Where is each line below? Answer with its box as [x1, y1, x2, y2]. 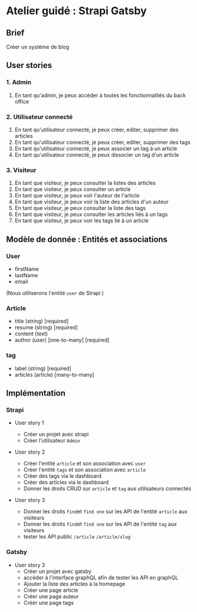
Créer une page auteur [23, 592, 79, 600]
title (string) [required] [14, 318, 69, 325]
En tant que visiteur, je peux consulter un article [14, 186, 131, 193]
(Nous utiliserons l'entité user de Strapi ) [6, 289, 104, 296]
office [14, 98, 29, 105]
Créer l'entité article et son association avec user [23, 460, 146, 467]
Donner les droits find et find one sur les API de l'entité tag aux [23, 520, 177, 527]
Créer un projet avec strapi [23, 430, 89, 438]
